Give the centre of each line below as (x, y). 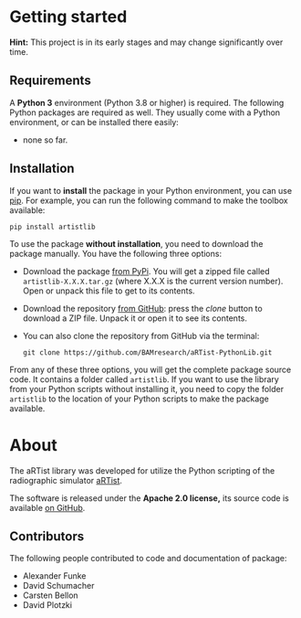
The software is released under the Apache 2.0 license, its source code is (150, 498)
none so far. (45, 140)
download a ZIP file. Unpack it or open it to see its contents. (135, 318)
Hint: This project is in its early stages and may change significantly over (146, 42)
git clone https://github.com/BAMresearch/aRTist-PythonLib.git (147, 352)
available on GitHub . (47, 507)
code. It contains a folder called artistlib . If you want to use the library (145, 379)
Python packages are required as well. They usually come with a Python (145, 112)
